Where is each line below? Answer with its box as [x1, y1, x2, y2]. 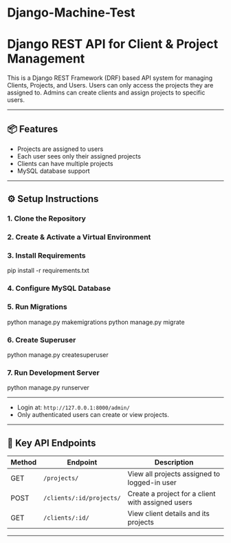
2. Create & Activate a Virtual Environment [7, 232, 151, 242]
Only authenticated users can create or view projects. [16, 411, 170, 419]
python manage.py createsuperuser [7, 350, 109, 359]
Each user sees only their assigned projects [16, 152, 141, 160]
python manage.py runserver [7, 384, 89, 392]
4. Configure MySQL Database [7, 284, 111, 294]
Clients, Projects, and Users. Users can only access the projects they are [7, 81, 214, 90]
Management [7, 51, 85, 67]
